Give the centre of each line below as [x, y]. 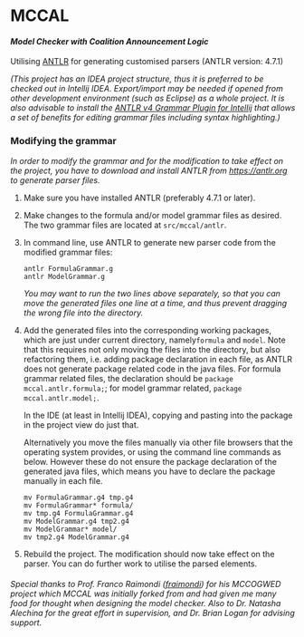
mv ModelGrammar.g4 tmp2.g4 [76, 521]
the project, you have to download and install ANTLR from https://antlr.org [149, 170]
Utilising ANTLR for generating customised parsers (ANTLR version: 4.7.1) [147, 62]
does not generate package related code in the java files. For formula [152, 369]
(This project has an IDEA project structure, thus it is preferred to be [137, 79]
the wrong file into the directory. [83, 313]
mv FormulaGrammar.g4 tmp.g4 [78, 497]
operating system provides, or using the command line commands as [152, 452]
